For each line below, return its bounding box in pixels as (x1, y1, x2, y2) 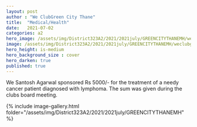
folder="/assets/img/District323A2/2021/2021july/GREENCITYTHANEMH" (6, 109, 185, 116)
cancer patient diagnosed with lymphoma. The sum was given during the (6, 85, 183, 92)
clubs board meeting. (6, 91, 57, 98)
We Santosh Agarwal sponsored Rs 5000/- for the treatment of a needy (6, 79, 179, 86)
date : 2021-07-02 (6, 25, 54, 31)
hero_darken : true (6, 57, 51, 63)
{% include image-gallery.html (6, 103, 80, 110)
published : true (6, 63, 46, 69)
